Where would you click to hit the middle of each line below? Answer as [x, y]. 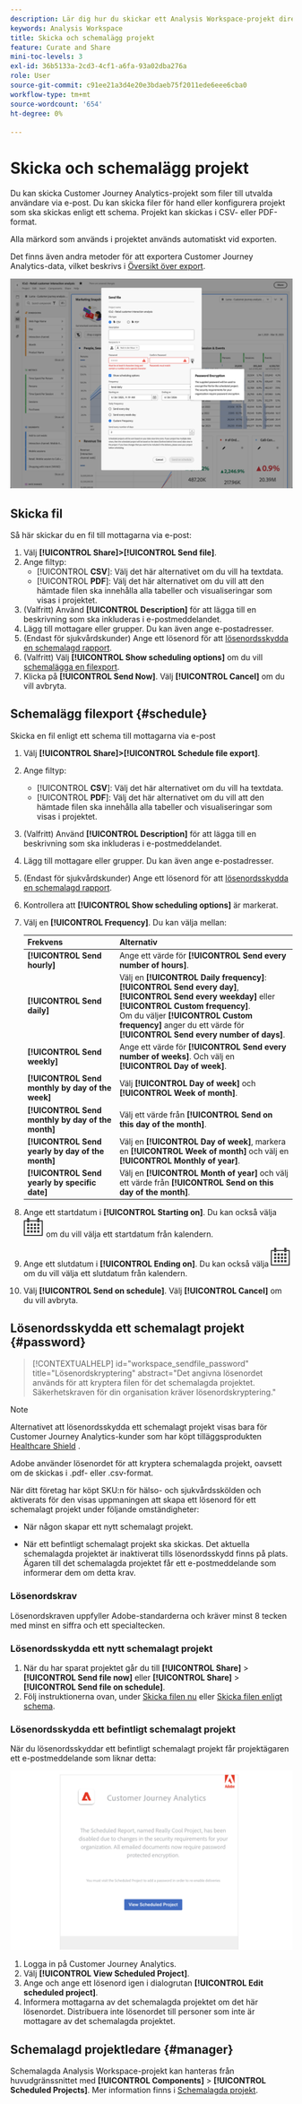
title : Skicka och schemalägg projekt [82, 38]
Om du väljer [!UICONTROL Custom [186, 1015]
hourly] [42, 965]
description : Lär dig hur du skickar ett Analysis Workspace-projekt [143, 19]
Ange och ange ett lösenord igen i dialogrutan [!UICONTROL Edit [143, 1983]
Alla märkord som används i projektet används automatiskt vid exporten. [143, 239]
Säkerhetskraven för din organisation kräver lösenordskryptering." [154, 1392]
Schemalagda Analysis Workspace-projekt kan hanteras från [122, 2071]
